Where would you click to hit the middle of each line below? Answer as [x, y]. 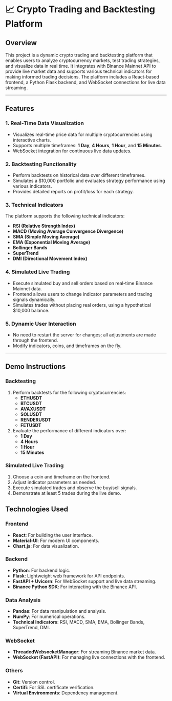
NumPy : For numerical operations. [49, 617]
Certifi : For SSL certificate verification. [53, 687]
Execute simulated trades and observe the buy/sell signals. [75, 488]
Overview [21, 43]
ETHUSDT [31, 398]
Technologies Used [37, 509]
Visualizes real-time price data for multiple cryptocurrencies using [82, 134]
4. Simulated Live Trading [38, 272]
